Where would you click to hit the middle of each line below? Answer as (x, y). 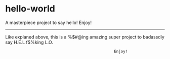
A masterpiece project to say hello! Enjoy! (49, 22)
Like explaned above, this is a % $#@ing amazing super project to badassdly (85, 37)
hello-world (30, 9)
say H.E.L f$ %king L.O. (29, 42)
